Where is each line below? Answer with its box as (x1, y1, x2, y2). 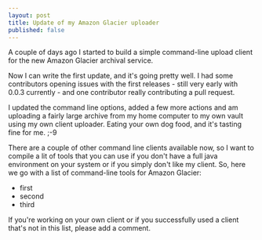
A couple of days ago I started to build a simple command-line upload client (8, 48, 253, 57)
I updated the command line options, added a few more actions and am (8, 103, 238, 112)
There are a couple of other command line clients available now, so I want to (8, 143, 255, 153)
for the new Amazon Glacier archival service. (8, 56, 154, 65)
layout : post (8, 11, 51, 20)
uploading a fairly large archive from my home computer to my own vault (8, 111, 243, 121)
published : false (8, 26, 65, 34)
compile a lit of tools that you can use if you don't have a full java (8, 151, 218, 161)
